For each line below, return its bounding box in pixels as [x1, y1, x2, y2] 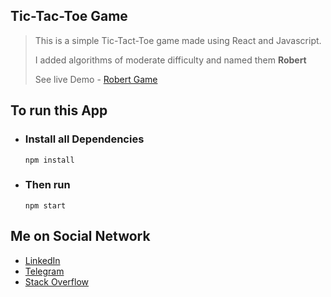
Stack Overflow [24, 275, 90, 288]
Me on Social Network [10, 228, 151, 245]
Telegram [24, 265, 65, 277]
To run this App [10, 102, 108, 119]
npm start [24, 200, 67, 211]
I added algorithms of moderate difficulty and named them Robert [34, 54, 307, 66]
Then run [24, 178, 71, 192]
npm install [24, 155, 75, 165]
